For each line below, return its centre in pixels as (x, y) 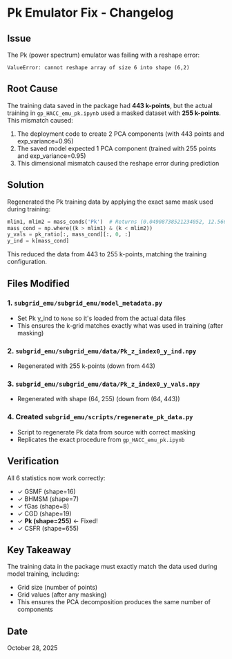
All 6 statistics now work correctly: (56, 478)
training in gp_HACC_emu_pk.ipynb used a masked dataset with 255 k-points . (114, 113)
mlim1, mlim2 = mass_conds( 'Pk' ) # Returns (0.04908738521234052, (106, 222)
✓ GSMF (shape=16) (46, 491)
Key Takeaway (39, 550)
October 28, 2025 (32, 648)
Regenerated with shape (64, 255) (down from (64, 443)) (98, 399)
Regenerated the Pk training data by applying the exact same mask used (110, 202)
